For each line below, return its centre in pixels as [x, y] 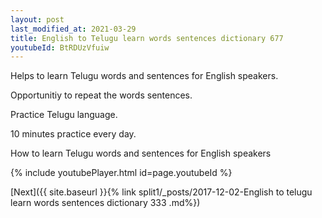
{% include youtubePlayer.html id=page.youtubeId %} [121, 173]
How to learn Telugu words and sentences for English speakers [141, 153]
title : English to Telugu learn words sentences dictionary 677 [147, 38]
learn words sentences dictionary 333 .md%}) [105, 203]
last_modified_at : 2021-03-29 [73, 29]
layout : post [37, 19]
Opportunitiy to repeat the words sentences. [101, 95]
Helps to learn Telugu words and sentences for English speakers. [144, 76]
